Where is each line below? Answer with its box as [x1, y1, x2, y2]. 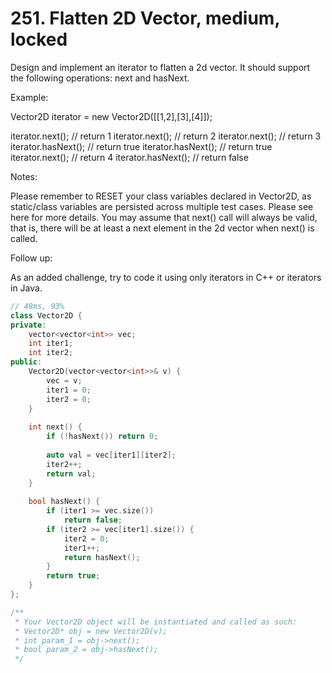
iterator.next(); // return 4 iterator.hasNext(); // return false [10, 151, 249, 163]
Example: [10, 91, 49, 103]
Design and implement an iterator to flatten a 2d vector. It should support [10, 61, 311, 73]
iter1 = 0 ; [46, 385, 92, 395]
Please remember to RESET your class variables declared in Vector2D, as [10, 190, 312, 202]
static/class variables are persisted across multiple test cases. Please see [10, 200, 314, 212]
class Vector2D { [10, 310, 83, 321]
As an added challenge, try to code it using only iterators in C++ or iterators [10, 271, 322, 283]
